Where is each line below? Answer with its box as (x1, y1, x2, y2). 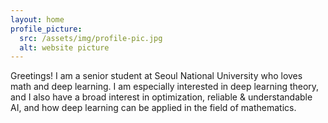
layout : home (10, 14, 65, 25)
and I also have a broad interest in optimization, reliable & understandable (10, 91, 313, 103)
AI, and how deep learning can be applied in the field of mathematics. (10, 102, 297, 114)
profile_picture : (10, 24, 83, 34)
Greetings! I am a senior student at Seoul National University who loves (10, 70, 303, 82)
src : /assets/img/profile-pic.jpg (19, 33, 163, 43)
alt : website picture (19, 42, 110, 53)
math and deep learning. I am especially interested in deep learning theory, (10, 81, 320, 93)
